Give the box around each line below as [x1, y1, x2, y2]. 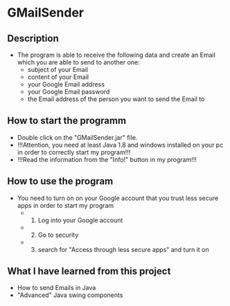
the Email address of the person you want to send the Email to [27, 95, 205, 103]
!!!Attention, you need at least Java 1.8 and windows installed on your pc [17, 141, 224, 149]
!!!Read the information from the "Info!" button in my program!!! [17, 155, 197, 163]
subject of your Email [27, 66, 89, 73]
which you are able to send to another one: [17, 58, 140, 66]
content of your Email [27, 73, 89, 81]
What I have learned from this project [7, 265, 171, 278]
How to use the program [7, 175, 114, 188]
